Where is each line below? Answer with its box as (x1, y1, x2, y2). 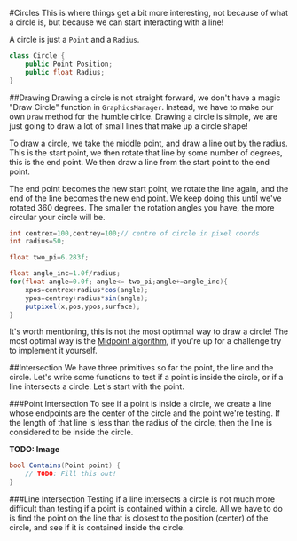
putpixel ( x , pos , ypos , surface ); (25, 302, 141, 311)
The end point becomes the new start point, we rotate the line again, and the (9, 183, 289, 194)
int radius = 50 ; (9, 237, 66, 246)
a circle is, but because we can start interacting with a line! (9, 17, 224, 28)
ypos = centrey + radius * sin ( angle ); (25, 293, 149, 303)
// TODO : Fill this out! (25, 470, 117, 479)
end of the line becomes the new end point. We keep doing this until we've (9, 193, 282, 203)
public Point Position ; (25, 60, 113, 68)
